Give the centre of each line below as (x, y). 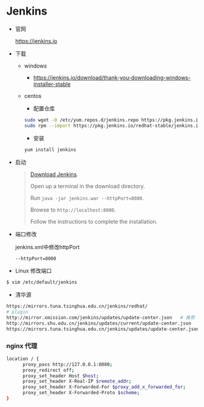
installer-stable (52, 84)
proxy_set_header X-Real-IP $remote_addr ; (77, 381)
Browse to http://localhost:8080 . (73, 210)
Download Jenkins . (54, 174)
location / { (23, 359)
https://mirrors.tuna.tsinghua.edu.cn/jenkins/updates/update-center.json (103, 329)
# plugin (17, 312)
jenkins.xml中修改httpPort (47, 247)
